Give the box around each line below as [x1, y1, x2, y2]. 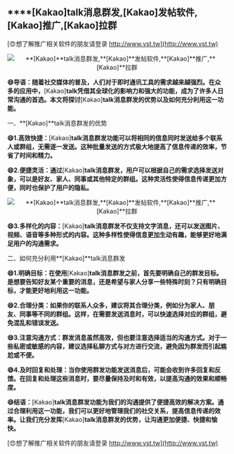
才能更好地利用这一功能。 [19, 286, 93, 294]
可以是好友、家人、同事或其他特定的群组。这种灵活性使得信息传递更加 [19, 174, 221, 183]
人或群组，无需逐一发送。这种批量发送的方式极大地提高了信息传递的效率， [7, 142, 221, 151]
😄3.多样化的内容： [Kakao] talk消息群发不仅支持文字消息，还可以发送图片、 [7, 222, 224, 230]
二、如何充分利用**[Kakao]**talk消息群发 [7, 254, 126, 262]
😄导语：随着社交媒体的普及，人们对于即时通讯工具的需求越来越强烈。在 [7, 77, 215, 86]
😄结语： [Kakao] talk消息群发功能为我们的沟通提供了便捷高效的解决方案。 [7, 398, 218, 406]
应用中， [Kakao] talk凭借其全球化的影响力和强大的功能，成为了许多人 [19, 86, 218, 95]
